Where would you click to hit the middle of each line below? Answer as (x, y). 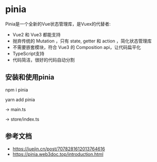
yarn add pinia (20, 99)
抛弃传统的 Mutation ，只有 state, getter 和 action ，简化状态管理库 (82, 41)
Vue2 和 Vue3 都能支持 (36, 34)
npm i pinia (17, 90)
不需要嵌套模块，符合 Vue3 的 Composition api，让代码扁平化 (77, 47)
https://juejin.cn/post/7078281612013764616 (59, 149)
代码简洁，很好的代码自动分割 (43, 60)
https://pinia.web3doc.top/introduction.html (58, 154)
